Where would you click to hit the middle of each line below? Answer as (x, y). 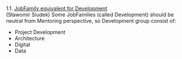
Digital (22, 44)
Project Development (40, 32)
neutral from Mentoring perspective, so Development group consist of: (91, 21)
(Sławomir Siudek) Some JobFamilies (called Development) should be (90, 15)
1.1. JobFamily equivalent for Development (57, 8)
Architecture (30, 38)
